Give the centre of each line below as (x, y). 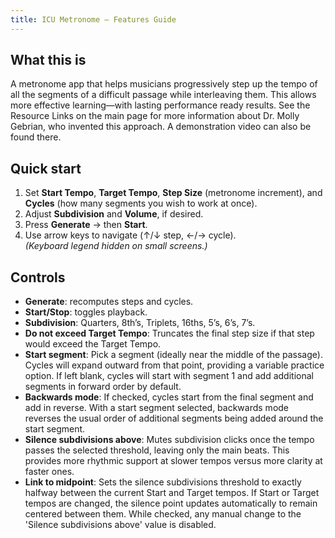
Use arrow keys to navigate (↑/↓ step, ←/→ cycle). (130, 235)
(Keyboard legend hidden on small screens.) (116, 246)
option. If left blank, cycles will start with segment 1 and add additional (169, 376)
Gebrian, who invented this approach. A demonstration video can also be (161, 127)
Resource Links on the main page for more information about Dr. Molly (155, 116)
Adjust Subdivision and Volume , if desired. (114, 214)
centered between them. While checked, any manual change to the (163, 514)
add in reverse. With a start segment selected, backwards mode (157, 408)
